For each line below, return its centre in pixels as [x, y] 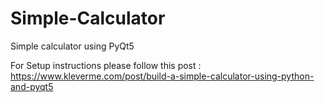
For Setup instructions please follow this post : [106, 65]
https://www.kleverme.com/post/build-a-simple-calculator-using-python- [162, 76]
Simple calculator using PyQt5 [72, 46]
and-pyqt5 [32, 86]
